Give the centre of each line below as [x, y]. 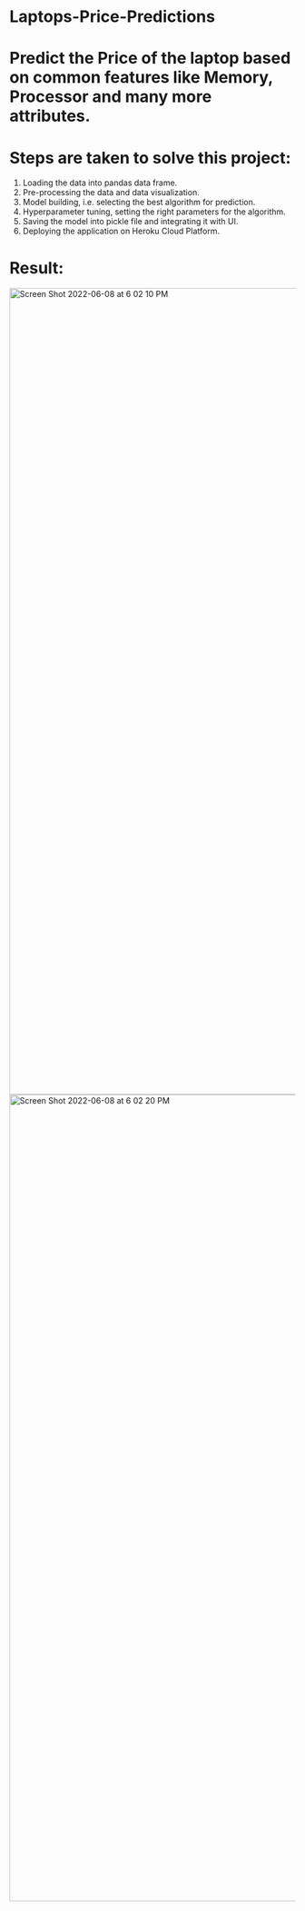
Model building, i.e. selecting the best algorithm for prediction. [139, 203]
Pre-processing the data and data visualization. [111, 193]
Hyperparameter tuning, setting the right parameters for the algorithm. [154, 212]
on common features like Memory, [142, 78]
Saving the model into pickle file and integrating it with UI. [130, 222]
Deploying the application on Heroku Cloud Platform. [121, 231]
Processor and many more [111, 97]
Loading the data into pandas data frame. [100, 183]
